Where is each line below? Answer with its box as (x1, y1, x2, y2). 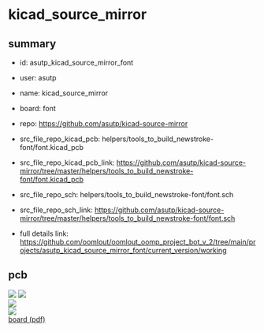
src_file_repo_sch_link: (19, 205, 93, 214)
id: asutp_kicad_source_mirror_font (19, 58, 134, 67)
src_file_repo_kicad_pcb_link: (19, 158, 115, 167)
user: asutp (19, 73, 57, 82)
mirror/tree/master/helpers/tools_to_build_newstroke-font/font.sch (19, 214, 236, 222)
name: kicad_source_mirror (19, 88, 109, 98)
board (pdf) (8, 314, 46, 324)
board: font (19, 104, 57, 113)
